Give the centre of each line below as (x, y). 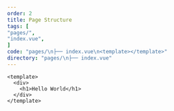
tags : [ (18, 26)
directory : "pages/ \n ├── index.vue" (59, 58)
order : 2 (20, 13)
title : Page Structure (40, 20)
